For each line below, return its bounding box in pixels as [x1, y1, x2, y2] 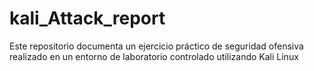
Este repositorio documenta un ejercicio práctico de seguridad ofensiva [9, 40, 304, 52]
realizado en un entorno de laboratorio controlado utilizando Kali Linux [9, 50, 299, 62]
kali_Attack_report [9, 7, 166, 30]
